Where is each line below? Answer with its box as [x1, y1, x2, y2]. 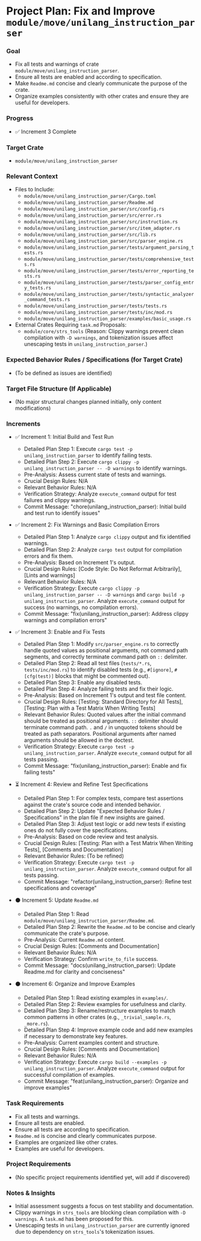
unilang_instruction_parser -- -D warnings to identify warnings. [23, 465, 187, 472]
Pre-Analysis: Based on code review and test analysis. [23, 833, 158, 840]
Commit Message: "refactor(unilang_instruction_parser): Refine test [23, 878, 192, 885]
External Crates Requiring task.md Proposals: [14, 321, 127, 328]
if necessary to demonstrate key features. [23, 1033, 128, 1040]
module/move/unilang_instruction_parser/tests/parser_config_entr [23, 279, 194, 286]
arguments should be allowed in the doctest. [23, 736, 134, 744]
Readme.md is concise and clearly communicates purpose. [14, 1132, 157, 1139]
